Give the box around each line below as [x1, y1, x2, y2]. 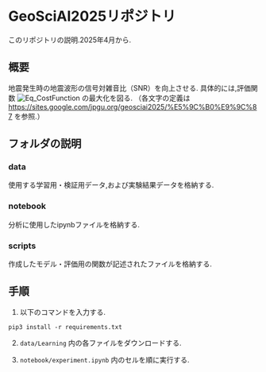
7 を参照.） [8, 111, 44, 121]
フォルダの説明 [8, 137, 82, 151]
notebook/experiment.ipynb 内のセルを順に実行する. [19, 355, 190, 364]
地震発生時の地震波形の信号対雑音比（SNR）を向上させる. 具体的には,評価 [8, 83, 252, 92]
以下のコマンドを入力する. [19, 307, 106, 316]
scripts [8, 240, 37, 251]
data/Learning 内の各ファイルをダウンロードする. [19, 338, 182, 347]
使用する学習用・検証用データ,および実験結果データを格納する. [8, 180, 214, 190]
